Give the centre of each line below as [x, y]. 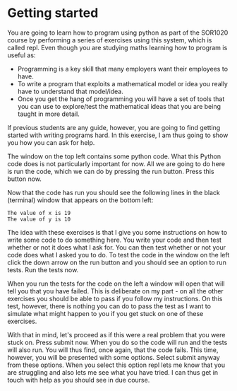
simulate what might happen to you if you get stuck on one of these [105, 313]
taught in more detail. [48, 114]
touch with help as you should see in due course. [79, 380]
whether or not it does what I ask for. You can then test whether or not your [116, 247]
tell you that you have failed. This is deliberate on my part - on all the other [115, 291]
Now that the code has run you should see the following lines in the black [114, 192]
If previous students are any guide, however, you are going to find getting [114, 127]
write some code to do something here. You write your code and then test [115, 240]
